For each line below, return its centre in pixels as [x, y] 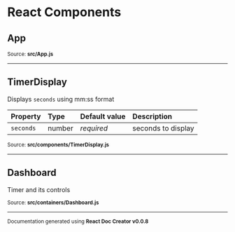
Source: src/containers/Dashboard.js [53, 203]
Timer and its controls [39, 189]
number [60, 128]
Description [152, 116]
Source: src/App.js [30, 54]
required [94, 128]
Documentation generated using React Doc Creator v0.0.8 [78, 221]
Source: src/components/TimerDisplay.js [58, 144]
